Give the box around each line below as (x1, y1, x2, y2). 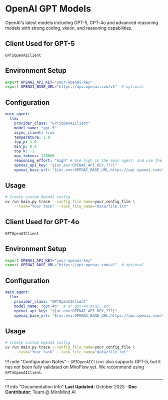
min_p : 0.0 (14, 144, 37, 149)
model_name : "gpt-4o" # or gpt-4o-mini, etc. (14, 304, 113, 309)
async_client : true (14, 130, 55, 135)
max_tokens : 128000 (14, 153, 55, 158)
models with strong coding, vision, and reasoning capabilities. (5, 25, 132, 31)
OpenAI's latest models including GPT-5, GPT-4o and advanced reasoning (5, 20, 158, 26)
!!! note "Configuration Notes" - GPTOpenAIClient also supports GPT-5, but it (5, 358, 161, 364)
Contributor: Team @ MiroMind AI (5, 389, 76, 395)
